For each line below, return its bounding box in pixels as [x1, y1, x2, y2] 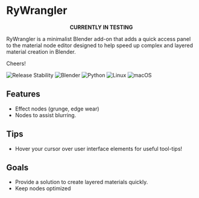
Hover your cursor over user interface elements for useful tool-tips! [14, 145, 183, 152]
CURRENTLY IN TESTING [69, 24, 133, 31]
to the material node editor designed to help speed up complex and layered [6, 42, 193, 49]
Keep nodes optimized [14, 185, 71, 192]
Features [6, 89, 40, 100]
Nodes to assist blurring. [14, 111, 77, 118]
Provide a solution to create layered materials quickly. [14, 179, 148, 186]
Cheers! [6, 60, 26, 67]
